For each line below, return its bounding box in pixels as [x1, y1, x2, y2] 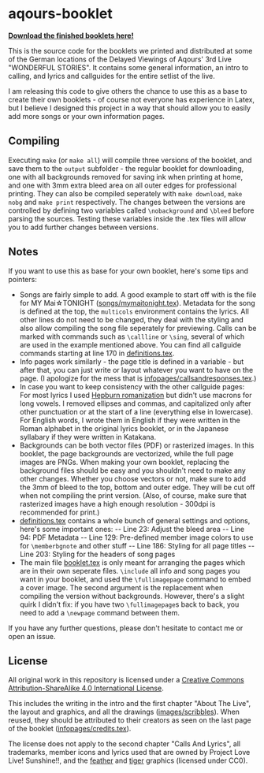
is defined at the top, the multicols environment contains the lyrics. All [19, 307, 250, 316]
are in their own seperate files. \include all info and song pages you [19, 566, 240, 575]
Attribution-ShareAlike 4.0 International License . [8, 683, 164, 693]
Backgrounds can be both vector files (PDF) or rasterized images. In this [19, 440, 255, 450]
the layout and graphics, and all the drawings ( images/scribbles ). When [8, 707, 240, 717]
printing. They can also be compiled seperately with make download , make [8, 188, 243, 198]
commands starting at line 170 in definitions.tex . [19, 348, 175, 358]
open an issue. [8, 631, 57, 641]
